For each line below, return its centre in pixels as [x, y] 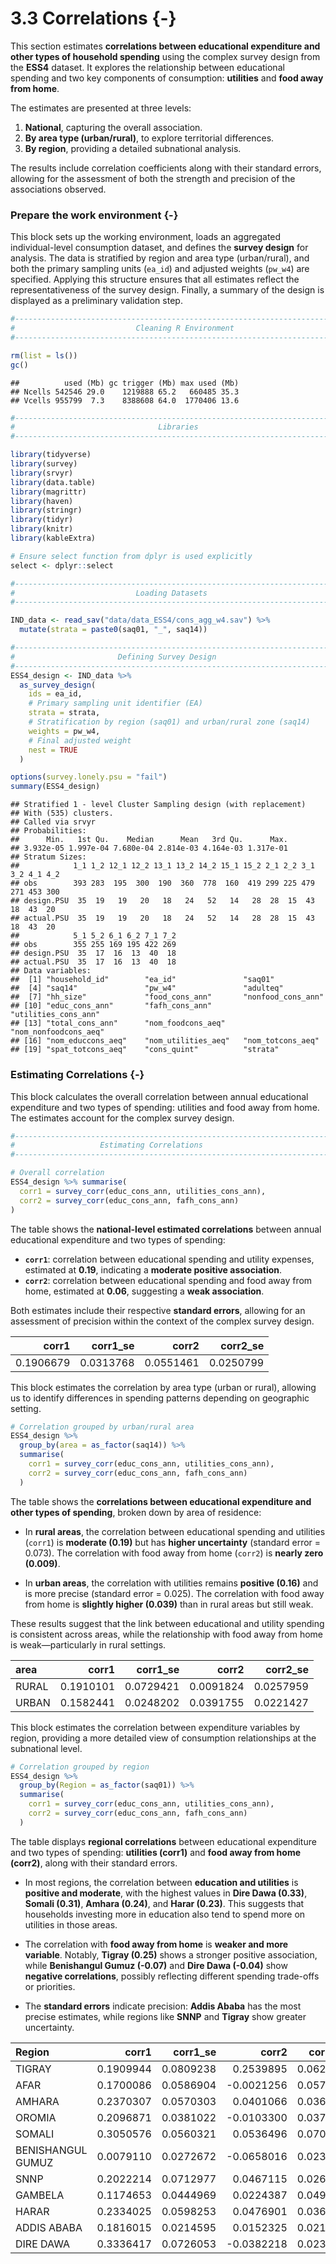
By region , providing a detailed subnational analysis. [133, 148]
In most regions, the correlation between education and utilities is [161, 1882]
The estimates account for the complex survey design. [122, 1118]
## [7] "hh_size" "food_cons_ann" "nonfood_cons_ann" [167, 997]
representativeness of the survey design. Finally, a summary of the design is [167, 290]
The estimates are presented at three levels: [101, 108]
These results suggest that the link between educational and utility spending [167, 1623]
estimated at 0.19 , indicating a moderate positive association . [153, 1269]
